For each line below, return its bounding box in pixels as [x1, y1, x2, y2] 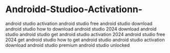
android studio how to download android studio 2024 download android [5, 25, 157, 32]
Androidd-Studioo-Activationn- [5, 4, 142, 15]
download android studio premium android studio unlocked [5, 42, 130, 48]
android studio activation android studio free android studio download [5, 20, 153, 26]
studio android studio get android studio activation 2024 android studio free [5, 31, 165, 37]
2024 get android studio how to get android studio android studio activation [5, 37, 165, 43]
